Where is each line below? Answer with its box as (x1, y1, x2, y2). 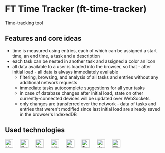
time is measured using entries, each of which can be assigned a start (12, 47, 157, 53)
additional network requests (19, 79, 78, 85)
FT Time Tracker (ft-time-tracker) (5, 3, 147, 15)
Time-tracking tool (5, 20, 43, 26)
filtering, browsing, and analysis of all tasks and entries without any (19, 74, 159, 80)
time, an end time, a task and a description (12, 53, 100, 59)
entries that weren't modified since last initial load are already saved (19, 106, 160, 112)
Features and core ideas (5, 34, 82, 43)
